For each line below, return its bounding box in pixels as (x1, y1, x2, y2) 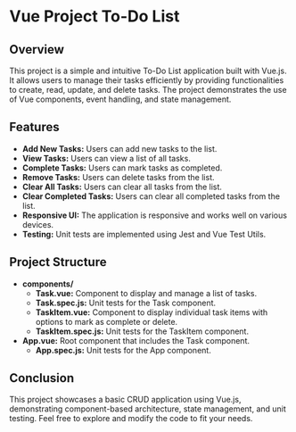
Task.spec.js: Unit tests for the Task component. (35, 297, 217, 308)
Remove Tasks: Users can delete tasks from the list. (21, 171, 216, 182)
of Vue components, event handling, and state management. (9, 94, 232, 104)
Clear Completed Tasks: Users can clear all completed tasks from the (21, 190, 281, 202)
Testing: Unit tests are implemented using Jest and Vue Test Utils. (21, 228, 267, 239)
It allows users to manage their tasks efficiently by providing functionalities (9, 75, 284, 86)
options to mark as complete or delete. (35, 316, 178, 327)
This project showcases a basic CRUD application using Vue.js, (9, 395, 242, 405)
